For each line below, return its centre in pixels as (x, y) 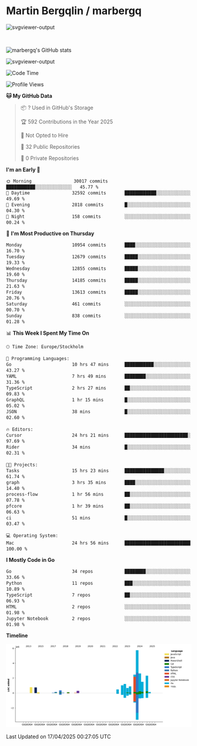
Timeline (17, 635)
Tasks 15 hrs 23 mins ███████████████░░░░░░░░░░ (98, 470)
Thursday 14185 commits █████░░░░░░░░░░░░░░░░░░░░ (98, 280)
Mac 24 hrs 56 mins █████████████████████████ (98, 543)
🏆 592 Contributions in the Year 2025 (67, 122)
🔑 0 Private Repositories (50, 158)
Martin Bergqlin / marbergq (74, 11)
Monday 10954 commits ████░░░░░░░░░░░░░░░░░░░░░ (98, 245)
